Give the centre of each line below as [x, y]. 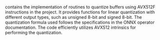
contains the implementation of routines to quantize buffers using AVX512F [80, 7]
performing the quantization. [34, 33]
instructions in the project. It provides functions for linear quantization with [80, 12]
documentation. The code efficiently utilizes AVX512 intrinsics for [70, 27]
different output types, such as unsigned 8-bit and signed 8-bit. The [74, 17]
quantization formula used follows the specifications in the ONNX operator [80, 22]
